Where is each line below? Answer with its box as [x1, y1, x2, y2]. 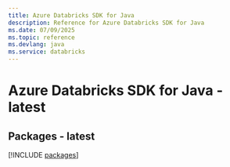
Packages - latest [8, 129, 95, 143]
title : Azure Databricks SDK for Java [8, 11, 135, 20]
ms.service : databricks [8, 48, 86, 56]
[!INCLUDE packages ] [8, 151, 79, 159]
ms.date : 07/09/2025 [8, 26, 76, 34]
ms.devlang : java [8, 41, 65, 49]
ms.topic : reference [8, 33, 76, 42]
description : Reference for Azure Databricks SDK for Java [8, 19, 205, 27]
